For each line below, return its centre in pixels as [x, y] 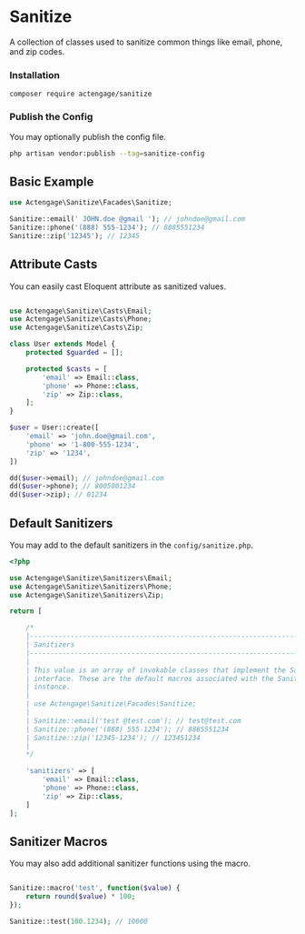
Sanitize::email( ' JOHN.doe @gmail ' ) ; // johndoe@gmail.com [128, 219]
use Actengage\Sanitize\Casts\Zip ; [77, 328]
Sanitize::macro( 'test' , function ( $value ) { [95, 889]
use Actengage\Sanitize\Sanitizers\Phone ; [91, 587]
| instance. [48, 687]
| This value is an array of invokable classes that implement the [156, 670]
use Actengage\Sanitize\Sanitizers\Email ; [91, 578]
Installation [35, 75]
